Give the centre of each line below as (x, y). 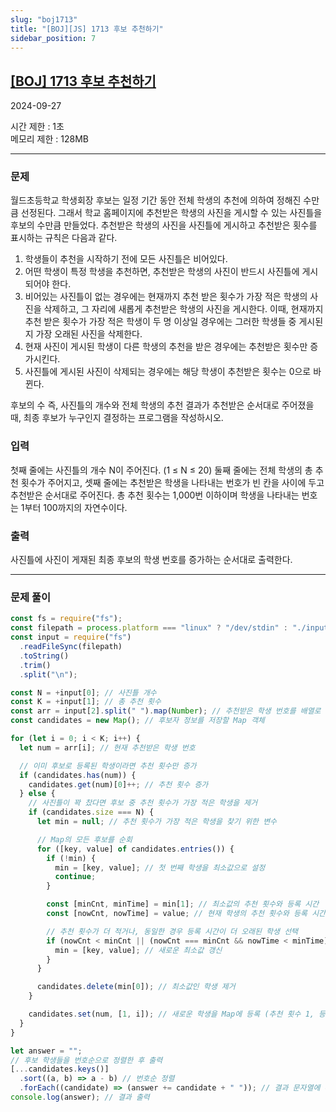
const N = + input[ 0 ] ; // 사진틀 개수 (83, 692)
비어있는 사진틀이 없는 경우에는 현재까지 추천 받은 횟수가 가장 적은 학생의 (166, 297)
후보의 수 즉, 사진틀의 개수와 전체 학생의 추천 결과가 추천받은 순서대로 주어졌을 (162, 405)
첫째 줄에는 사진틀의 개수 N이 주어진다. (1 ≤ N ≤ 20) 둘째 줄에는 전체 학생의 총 (161, 470)
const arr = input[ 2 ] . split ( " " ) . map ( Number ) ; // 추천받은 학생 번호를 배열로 (166, 711)
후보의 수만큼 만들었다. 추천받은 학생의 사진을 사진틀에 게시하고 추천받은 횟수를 (164, 225)
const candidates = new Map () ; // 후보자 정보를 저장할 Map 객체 (137, 721)
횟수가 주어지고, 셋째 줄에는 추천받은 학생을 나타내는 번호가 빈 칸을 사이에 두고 (172, 482)
